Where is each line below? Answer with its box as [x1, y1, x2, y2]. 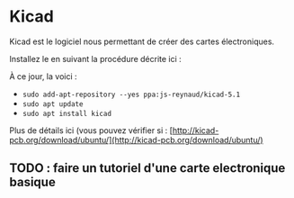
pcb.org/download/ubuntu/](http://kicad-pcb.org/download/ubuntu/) [9, 134, 263, 145]
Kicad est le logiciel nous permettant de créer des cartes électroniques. [9, 36, 275, 47]
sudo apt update [22, 99, 84, 109]
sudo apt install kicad [22, 109, 112, 118]
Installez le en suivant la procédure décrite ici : [9, 53, 182, 64]
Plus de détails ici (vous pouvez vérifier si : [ [9, 124, 174, 136]
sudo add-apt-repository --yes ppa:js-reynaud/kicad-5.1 [22, 90, 241, 99]
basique [9, 175, 56, 190]
